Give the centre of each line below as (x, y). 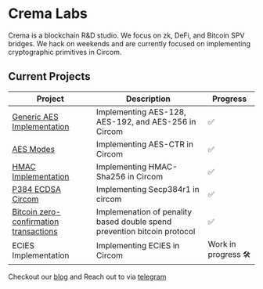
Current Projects (49, 76)
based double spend (134, 222)
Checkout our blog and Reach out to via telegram (87, 276)
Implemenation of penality (144, 211)
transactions (35, 231)
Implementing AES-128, (141, 112)
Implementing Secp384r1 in (148, 189)
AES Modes (33, 149)
